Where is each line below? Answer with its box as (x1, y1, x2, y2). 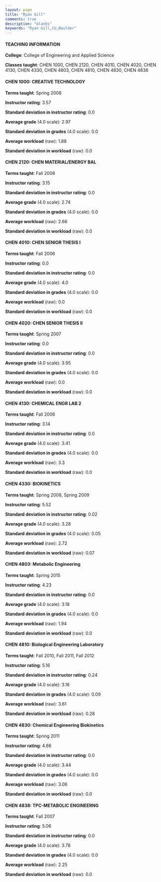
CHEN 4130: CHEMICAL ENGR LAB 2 (5, 400, 81, 406)
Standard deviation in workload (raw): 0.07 (5, 550, 95, 556)
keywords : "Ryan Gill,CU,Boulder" (5, 26, 77, 31)
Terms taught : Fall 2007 (5, 813, 55, 820)
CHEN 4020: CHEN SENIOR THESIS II (5, 320, 83, 326)
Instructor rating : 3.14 (5, 421, 51, 427)
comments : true (5, 16, 37, 21)
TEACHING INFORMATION (5, 41, 61, 47)
